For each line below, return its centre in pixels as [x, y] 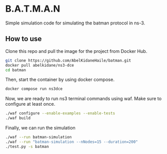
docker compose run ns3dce [34, 89]
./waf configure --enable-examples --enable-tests [60, 113]
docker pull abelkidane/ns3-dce [40, 65]
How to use [23, 39]
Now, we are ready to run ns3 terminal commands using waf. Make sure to [83, 99]
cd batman [16, 70]
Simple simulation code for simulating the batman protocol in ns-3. [75, 23]
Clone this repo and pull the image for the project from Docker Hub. [76, 51]
